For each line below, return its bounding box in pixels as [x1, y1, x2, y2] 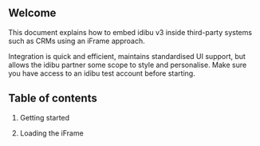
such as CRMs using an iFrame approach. [8, 36, 145, 45]
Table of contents [8, 92, 97, 105]
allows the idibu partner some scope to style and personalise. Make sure [8, 60, 247, 69]
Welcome [8, 6, 57, 20]
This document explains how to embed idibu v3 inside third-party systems [8, 27, 253, 37]
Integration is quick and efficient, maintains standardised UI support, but [8, 51, 246, 61]
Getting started [19, 112, 70, 122]
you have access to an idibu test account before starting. [8, 68, 195, 78]
